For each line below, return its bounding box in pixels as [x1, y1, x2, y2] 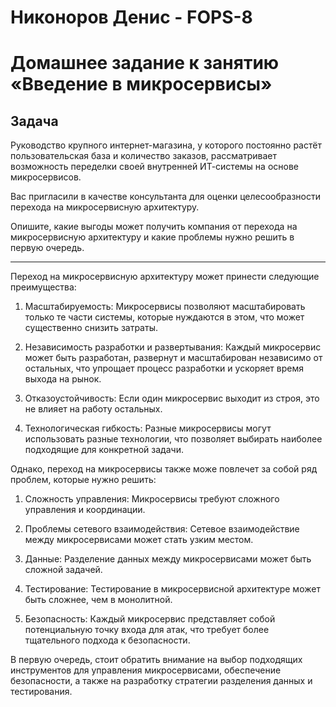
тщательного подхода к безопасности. [24, 634, 191, 646]
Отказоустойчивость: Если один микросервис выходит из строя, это [24, 392, 320, 405]
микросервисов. [10, 171, 82, 183]
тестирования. [10, 686, 73, 698]
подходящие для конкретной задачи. [24, 444, 184, 456]
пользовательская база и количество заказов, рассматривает [10, 150, 278, 162]
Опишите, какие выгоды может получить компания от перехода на [10, 221, 298, 233]
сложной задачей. [24, 564, 103, 576]
